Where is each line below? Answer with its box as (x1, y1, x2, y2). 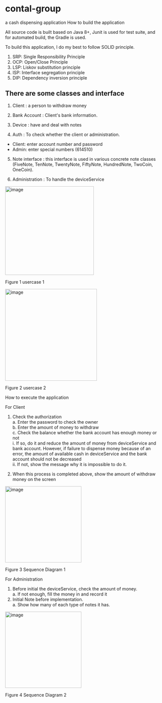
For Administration (5, 576, 43, 582)
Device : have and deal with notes (12, 121, 82, 127)
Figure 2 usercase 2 (5, 384, 46, 391)
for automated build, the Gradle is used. (5, 34, 86, 40)
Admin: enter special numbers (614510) (12, 146, 93, 152)
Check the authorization (12, 414, 62, 420)
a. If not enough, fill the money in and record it (12, 591, 107, 597)
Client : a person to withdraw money (12, 103, 87, 109)
